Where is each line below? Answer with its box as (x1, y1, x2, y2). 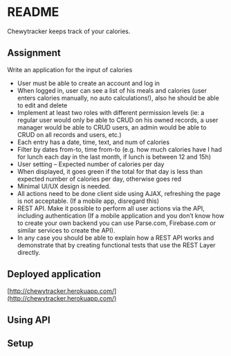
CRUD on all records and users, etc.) (17, 130, 122, 139)
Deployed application (7, 268, 102, 281)
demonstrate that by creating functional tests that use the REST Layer (17, 240, 216, 249)
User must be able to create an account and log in (17, 79, 160, 87)
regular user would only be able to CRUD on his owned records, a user (17, 116, 219, 124)
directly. (17, 248, 41, 256)
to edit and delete (17, 101, 68, 109)
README (7, 4, 59, 20)
